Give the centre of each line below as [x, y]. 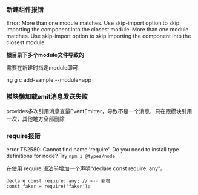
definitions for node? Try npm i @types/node [61, 156]
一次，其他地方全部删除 [35, 119]
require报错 [23, 136]
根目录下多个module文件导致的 [45, 55]
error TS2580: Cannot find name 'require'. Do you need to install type [93, 149]
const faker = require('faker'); [48, 186]
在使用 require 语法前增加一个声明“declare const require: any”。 [86, 168]
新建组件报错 [25, 9]
